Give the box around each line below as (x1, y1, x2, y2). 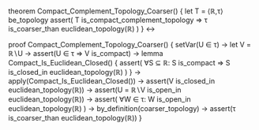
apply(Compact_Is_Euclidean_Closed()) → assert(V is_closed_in (8, 76, 216, 85)
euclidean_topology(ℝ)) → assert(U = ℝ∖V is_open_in (8, 85, 182, 95)
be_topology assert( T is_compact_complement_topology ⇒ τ (8, 15, 208, 24)
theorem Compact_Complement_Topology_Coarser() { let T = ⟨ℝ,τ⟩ (8, 6, 223, 16)
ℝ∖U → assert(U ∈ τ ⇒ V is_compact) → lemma (8, 49, 163, 58)
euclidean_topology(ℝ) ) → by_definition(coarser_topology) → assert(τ (8, 104, 236, 113)
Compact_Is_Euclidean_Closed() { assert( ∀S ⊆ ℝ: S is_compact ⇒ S (8, 58, 231, 67)
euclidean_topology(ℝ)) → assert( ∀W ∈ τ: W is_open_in (8, 95, 191, 104)
